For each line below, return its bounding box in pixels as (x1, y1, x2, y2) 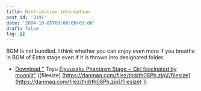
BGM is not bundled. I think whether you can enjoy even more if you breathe (6, 47, 196, 54)
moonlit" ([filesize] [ (14, 72, 64, 79)
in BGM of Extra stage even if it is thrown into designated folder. (6, 54, 165, 61)
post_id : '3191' (6, 14, 47, 20)
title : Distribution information (6, 8, 90, 15)
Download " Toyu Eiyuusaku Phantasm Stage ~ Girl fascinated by (14, 65, 177, 72)
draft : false (6, 25, 39, 32)
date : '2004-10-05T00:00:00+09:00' (6, 20, 96, 26)
